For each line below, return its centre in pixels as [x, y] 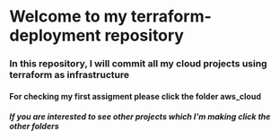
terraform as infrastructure [70, 75]
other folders [35, 127]
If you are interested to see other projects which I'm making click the [140, 117]
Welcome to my [69, 17]
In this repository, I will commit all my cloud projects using [138, 64]
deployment [55, 35]
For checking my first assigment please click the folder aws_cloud [136, 96]
